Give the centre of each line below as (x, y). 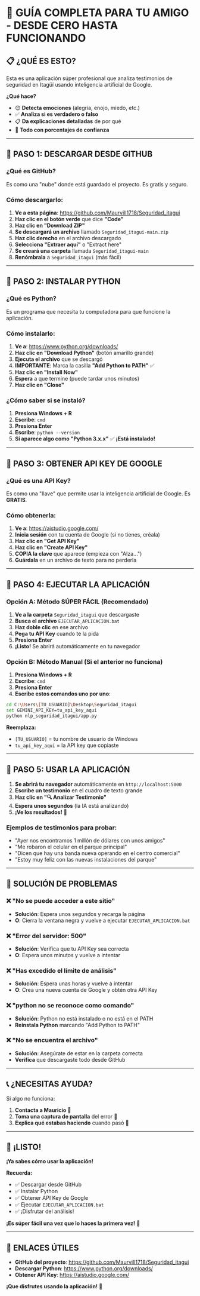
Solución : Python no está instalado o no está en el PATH (84, 1018)
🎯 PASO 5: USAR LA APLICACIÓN (68, 770)
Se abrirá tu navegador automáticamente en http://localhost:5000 (98, 784)
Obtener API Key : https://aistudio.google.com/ (72, 1275)
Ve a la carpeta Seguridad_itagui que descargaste (77, 614)
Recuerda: (19, 1173)
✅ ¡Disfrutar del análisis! (44, 1211)
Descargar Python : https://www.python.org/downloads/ (84, 1269)
